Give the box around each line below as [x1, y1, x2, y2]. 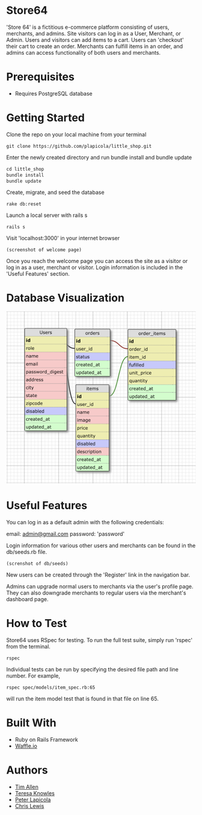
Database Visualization [6, 291, 125, 304]
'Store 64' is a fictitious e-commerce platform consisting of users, [6, 23, 170, 31]
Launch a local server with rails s [6, 211, 88, 219]
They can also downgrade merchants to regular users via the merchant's [6, 589, 186, 596]
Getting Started [6, 111, 85, 125]
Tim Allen [14, 783, 39, 790]
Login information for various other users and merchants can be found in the [6, 542, 196, 549]
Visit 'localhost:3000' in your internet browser [6, 234, 120, 241]
